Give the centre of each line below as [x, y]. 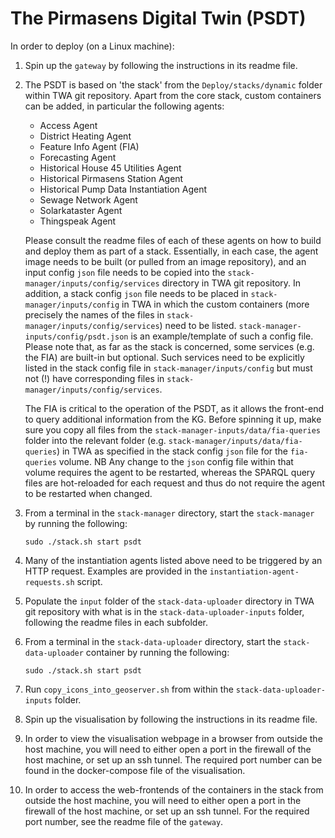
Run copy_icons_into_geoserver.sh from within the [129, 689]
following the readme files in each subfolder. [116, 622]
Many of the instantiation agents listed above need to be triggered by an [173, 560]
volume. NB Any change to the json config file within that [176, 461]
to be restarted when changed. [88, 493]
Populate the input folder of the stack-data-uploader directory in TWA [169, 601]
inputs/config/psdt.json [76, 337]
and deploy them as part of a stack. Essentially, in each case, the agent [171, 251]
